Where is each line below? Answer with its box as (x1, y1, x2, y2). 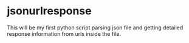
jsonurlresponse (7, 4, 92, 18)
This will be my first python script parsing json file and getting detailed (7, 24, 184, 31)
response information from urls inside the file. (7, 30, 121, 37)
